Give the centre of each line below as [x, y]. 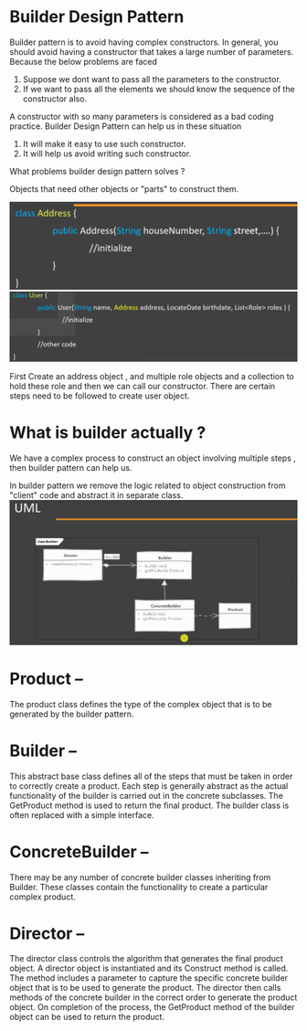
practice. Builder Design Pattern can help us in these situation [126, 126]
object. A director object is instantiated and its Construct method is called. [149, 968]
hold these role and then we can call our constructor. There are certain [143, 387]
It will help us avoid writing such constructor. [107, 154]
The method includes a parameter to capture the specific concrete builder [149, 978]
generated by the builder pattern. [72, 714]
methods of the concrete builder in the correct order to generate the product [153, 997]
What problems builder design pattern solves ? [97, 171]
